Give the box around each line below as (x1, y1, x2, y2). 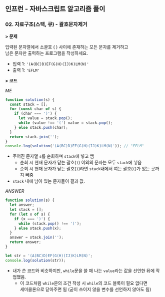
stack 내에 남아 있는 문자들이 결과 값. (12, 178, 85, 184)
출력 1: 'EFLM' (12, 67, 40, 73)
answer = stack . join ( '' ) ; (9, 235, 64, 240)
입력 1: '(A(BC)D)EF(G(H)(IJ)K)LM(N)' (12, 60, 89, 66)
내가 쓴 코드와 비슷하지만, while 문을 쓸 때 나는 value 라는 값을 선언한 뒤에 (12, 268, 155, 274)
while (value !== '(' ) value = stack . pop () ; (18, 120, 113, 126)
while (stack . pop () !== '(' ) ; (18, 221, 81, 226)
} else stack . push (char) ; (14, 125, 68, 130)
